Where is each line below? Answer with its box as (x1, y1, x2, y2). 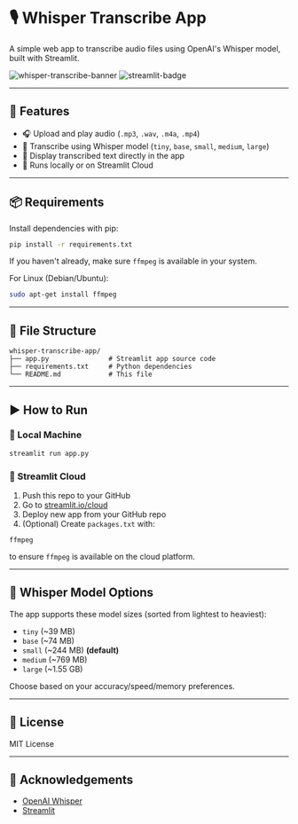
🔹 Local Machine (9, 428, 82, 441)
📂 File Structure (9, 323, 97, 338)
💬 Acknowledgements (9, 773, 134, 787)
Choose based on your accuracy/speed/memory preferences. (9, 680, 235, 691)
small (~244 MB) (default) (21, 645, 120, 655)
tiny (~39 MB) (21, 625, 75, 636)
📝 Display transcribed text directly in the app (21, 150, 184, 161)
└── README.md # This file (9, 370, 153, 379)
